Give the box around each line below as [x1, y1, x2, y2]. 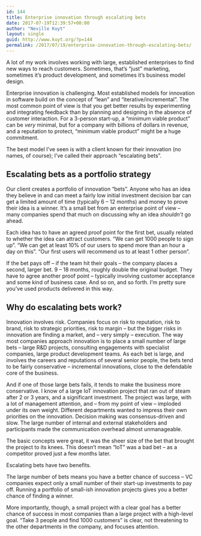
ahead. [6, 217, 23, 224]
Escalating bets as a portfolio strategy [6, 169, 151, 180]
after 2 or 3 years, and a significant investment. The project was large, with [6, 393, 192, 401]
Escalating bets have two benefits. [6, 461, 91, 468]
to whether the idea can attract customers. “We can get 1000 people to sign [6, 235, 194, 242]
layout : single [6, 31, 44, 37]
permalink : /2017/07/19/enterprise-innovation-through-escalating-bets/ [6, 43, 192, 49]
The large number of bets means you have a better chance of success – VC [6, 473, 193, 480]
